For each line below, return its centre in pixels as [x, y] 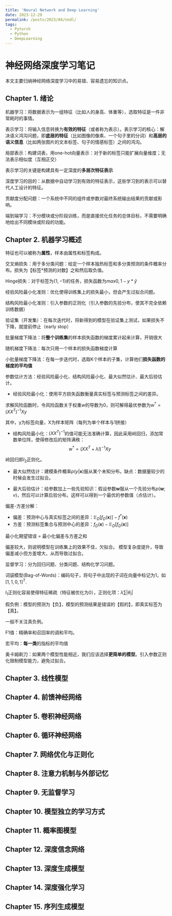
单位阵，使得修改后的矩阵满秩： [51, 440]
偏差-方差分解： [22, 506]
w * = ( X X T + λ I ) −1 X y [90, 449]
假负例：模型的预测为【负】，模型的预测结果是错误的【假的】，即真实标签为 [84, 604]
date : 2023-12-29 [24, 15]
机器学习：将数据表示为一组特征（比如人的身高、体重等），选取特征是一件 [83, 112]
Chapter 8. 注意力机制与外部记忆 [57, 773]
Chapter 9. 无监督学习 [40, 792]
